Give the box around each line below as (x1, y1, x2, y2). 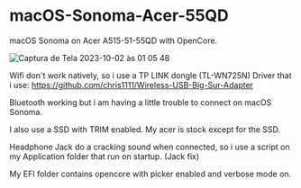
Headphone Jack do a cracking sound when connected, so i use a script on (9, 141, 290, 152)
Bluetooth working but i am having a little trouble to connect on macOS (9, 96, 272, 108)
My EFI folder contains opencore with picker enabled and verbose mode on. (9, 168, 292, 179)
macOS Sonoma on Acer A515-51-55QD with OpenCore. (9, 35, 218, 46)
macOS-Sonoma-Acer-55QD (9, 5, 230, 26)
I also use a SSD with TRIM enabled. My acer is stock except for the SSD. (9, 123, 281, 135)
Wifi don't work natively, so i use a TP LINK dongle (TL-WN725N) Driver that (9, 69, 292, 81)
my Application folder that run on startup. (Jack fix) (9, 150, 200, 162)
